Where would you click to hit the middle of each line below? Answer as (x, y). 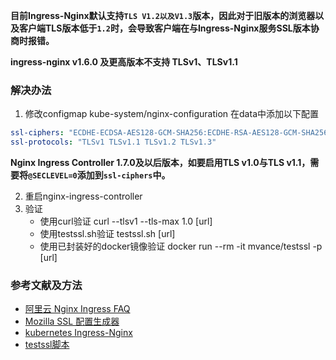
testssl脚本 (47, 345)
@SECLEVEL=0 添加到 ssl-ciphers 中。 (99, 175)
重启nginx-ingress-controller (83, 196)
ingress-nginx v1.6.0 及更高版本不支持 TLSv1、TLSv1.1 (124, 62)
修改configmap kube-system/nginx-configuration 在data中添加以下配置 (171, 114)
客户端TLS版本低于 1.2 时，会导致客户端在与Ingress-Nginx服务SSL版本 (164, 28)
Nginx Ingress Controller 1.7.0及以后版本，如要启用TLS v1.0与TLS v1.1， (160, 163)
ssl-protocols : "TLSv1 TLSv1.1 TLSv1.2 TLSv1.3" (113, 142)
